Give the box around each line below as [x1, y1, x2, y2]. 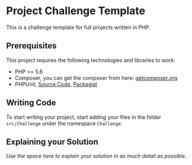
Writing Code [6, 98, 56, 108]
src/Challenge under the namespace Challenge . [6, 119, 123, 127]
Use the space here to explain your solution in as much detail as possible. [6, 153, 187, 160]
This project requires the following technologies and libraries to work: [6, 56, 176, 63]
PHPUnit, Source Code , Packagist [14, 80, 98, 88]
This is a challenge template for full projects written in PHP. [6, 24, 151, 31]
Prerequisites [6, 41, 57, 51]
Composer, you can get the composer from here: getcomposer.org [14, 74, 178, 81]
